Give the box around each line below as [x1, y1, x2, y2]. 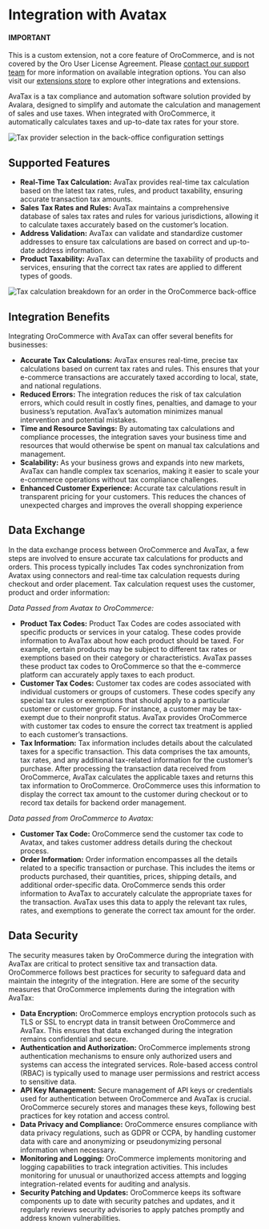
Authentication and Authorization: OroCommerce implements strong [19, 1042, 251, 1052]
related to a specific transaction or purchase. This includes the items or [19, 863, 255, 873]
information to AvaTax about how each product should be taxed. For [19, 636, 244, 645]
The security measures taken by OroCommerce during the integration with [8, 950, 254, 960]
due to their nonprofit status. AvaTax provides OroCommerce [46, 712, 247, 722]
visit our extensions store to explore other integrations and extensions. [8, 76, 241, 86]
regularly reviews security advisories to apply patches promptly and [19, 1204, 245, 1214]
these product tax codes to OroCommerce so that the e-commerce [19, 661, 242, 671]
